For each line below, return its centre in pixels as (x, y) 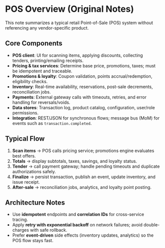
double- (152, 225)
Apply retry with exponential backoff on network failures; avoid (77, 225)
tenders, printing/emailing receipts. (48, 61)
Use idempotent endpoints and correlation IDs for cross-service (78, 215)
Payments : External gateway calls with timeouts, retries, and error (79, 97)
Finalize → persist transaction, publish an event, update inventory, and (84, 177)
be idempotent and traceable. (42, 71)
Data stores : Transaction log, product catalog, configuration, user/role (83, 107)
